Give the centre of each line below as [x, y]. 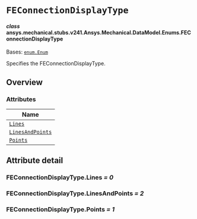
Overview [25, 82]
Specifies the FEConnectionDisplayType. [56, 64]
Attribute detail [35, 160]
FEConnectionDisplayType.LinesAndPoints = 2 [75, 193]
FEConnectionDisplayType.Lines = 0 [60, 177]
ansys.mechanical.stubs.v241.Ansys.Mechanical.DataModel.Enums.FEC [99, 32]
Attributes [21, 99]
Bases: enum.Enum [27, 52]
